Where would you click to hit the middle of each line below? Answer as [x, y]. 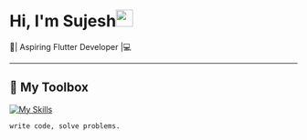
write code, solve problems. [65, 126]
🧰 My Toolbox [49, 88]
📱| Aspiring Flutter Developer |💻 [71, 46]
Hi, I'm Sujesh [63, 21]
